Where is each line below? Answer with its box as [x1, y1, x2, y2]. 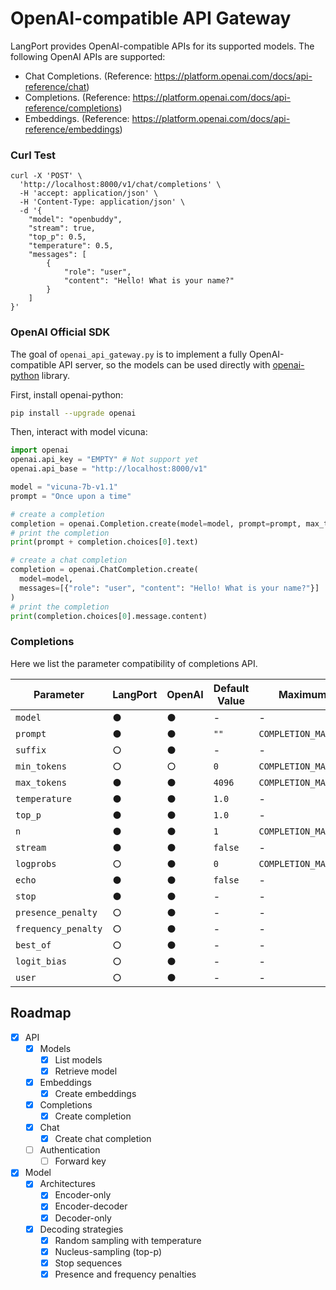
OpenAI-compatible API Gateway [10, 7, 292, 30]
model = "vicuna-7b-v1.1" [10, 482, 118, 492]
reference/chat [24, 80, 87, 92]
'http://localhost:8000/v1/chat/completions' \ [19, 180, 222, 190]
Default [213, 681, 250, 695]
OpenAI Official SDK [10, 325, 111, 339]
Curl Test [10, 148, 57, 162]
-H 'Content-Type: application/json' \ [19, 197, 186, 207]
